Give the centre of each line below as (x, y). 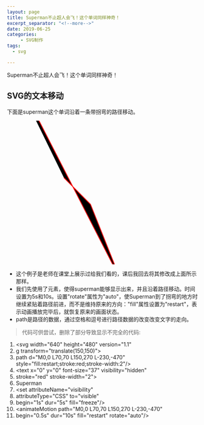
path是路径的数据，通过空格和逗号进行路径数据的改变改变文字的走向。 (104, 319)
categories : (22, 35)
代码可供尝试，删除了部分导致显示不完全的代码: (81, 332)
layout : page (23, 12)
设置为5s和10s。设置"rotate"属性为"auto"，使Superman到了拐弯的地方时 (107, 296)
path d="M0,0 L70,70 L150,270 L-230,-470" (70, 357)
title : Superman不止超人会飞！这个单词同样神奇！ (63, 18)
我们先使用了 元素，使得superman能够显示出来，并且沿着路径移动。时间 (106, 289)
